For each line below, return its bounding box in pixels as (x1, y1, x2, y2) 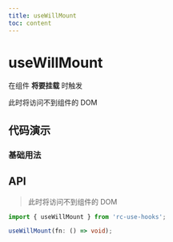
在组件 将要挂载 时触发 (8, 81, 82, 90)
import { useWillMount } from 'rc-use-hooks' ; (8, 212, 167, 220)
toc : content (8, 19, 52, 27)
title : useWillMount (8, 11, 78, 20)
